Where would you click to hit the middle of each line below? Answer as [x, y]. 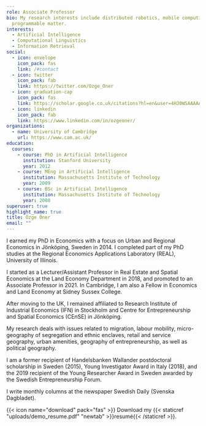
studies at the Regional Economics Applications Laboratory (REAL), [91, 254]
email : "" [19, 223]
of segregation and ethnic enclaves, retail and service [103, 335]
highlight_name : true [34, 212]
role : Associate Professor [41, 12]
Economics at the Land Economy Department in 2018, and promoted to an [100, 279]
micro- [185, 328]
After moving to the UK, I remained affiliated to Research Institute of [92, 304]
